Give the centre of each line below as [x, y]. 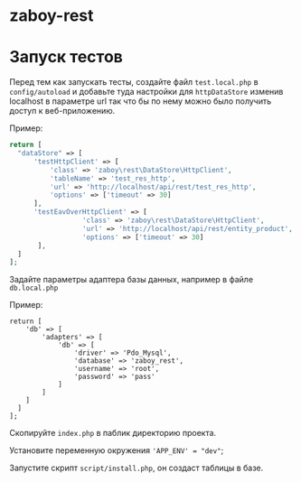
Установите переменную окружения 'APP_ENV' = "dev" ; [117, 450]
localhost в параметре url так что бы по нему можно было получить [141, 101]
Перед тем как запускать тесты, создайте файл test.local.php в [134, 82]
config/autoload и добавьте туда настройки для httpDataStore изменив [146, 92]
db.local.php [34, 288]
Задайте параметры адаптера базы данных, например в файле [132, 280]
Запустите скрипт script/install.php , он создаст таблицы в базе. [136, 468]
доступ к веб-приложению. [62, 111]
